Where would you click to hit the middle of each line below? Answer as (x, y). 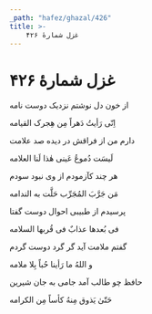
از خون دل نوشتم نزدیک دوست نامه (69, 105)
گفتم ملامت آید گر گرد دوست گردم (68, 246)
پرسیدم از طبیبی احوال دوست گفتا (67, 212)
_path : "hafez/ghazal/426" (61, 18)
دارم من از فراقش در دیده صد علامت (72, 141)
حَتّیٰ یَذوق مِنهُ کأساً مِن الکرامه (61, 300)
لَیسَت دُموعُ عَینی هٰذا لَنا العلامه (61, 158)
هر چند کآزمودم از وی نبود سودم (64, 176)
